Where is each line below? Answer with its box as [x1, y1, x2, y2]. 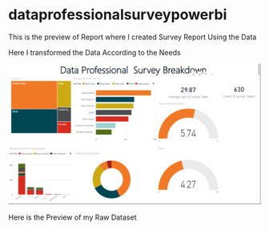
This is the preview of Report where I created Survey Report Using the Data [8, 32, 257, 42]
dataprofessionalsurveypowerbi [8, 6, 227, 24]
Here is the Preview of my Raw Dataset [8, 212, 137, 222]
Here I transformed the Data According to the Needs [8, 47, 182, 57]
